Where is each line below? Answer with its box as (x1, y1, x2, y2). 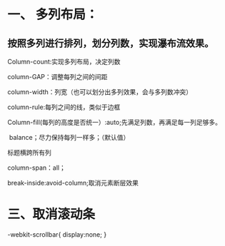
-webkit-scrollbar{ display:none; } (7, 230, 107, 239)
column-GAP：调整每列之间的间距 (7, 73, 108, 81)
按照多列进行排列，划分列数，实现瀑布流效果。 (7, 37, 214, 49)
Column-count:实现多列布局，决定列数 (7, 58, 121, 66)
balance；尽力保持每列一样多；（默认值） (9, 133, 130, 141)
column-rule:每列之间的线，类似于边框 (7, 103, 121, 111)
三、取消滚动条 (7, 206, 96, 222)
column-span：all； (7, 163, 66, 172)
